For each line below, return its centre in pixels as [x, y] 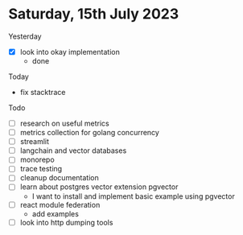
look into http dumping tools [66, 222]
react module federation [60, 204]
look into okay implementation [70, 52]
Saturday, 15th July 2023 [94, 14]
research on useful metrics [65, 123]
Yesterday [25, 36]
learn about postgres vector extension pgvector [99, 187]
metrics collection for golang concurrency [89, 133]
